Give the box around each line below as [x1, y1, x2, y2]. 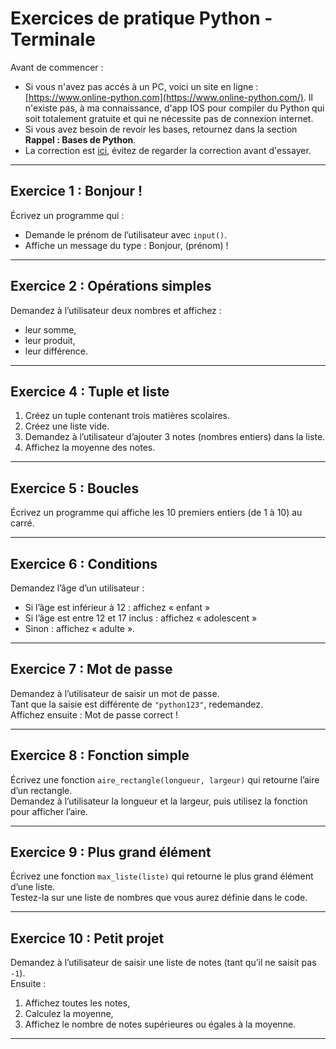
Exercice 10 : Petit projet [10, 930, 165, 947]
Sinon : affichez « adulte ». [24, 623, 136, 634]
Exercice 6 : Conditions [10, 555, 158, 572]
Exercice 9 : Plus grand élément [10, 844, 212, 861]
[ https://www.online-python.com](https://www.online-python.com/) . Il [24, 91, 313, 103]
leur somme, [24, 323, 77, 336]
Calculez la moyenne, [24, 1008, 114, 1020]
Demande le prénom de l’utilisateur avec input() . [24, 228, 228, 241]
